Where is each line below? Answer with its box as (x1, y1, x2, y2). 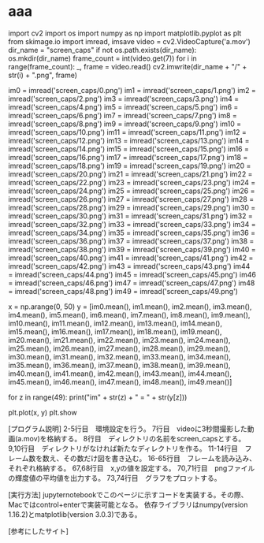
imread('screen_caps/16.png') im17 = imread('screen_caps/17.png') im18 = (8, 152, 248, 162)
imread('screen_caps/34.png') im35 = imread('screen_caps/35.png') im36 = (8, 228, 256, 237)
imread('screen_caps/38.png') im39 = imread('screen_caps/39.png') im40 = (8, 244, 256, 254)
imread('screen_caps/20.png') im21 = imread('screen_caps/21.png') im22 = (8, 169, 253, 179)
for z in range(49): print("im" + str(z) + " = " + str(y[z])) (8, 392, 188, 402)
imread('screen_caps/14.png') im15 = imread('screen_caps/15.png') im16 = (8, 144, 250, 154)
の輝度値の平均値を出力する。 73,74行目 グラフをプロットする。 (8, 473, 221, 482)
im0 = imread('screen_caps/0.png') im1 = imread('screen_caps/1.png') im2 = (8, 85, 256, 95)
